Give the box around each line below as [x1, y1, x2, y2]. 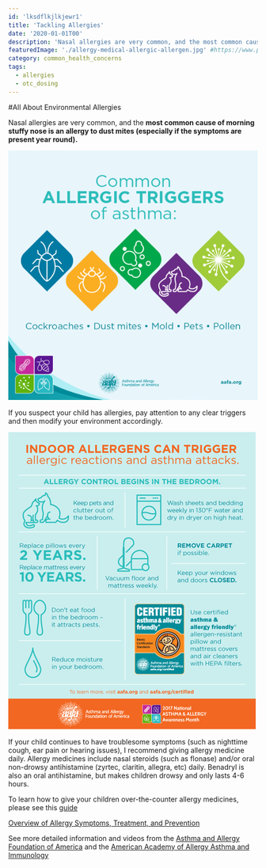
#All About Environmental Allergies [8, 102, 121, 112]
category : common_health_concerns [8, 55, 123, 63]
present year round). [8, 135, 78, 144]
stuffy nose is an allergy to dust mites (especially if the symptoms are [8, 126, 242, 135]
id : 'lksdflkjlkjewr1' [8, 13, 83, 21]
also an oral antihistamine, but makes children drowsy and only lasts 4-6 [8, 771, 245, 780]
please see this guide [8, 802, 78, 812]
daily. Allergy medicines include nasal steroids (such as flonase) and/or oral [8, 753, 255, 763]
